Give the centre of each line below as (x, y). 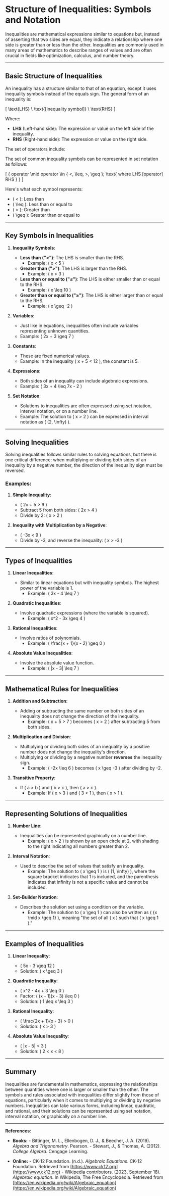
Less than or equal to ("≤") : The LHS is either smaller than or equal (90, 279)
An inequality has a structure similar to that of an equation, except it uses (81, 88)
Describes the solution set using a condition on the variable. (82, 907)
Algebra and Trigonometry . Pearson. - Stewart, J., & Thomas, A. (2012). (87, 1146)
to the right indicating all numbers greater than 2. (78, 846)
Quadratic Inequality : (35, 981)
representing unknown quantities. (55, 331)
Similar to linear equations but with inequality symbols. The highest (90, 583)
